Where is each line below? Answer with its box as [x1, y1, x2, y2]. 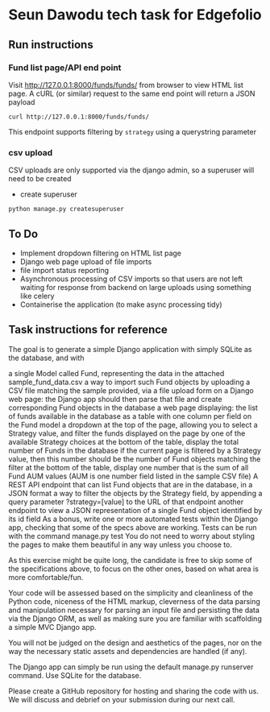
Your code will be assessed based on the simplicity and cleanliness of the [8, 588, 254, 598]
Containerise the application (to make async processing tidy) [19, 300, 223, 309]
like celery [19, 291, 55, 300]
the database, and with [8, 353, 85, 362]
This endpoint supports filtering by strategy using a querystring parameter [8, 126, 256, 136]
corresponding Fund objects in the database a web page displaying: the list [8, 403, 258, 412]
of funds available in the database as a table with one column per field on [8, 411, 252, 420]
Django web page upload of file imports [19, 256, 152, 267]
